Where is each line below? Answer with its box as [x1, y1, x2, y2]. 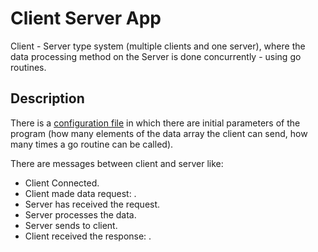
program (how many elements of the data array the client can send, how [10, 127, 308, 139]
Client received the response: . [24, 230, 152, 242]
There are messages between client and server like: [10, 157, 224, 169]
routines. [10, 61, 47, 73]
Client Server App [10, 7, 162, 30]
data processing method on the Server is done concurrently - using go [10, 50, 302, 62]
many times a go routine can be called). [10, 138, 174, 150]
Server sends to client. [24, 219, 118, 231]
